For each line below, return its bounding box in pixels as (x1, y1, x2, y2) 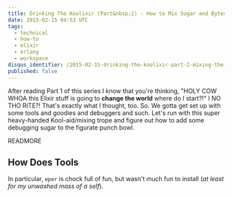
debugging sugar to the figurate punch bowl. (8, 123, 135, 132)
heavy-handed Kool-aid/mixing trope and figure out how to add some (8, 116, 205, 124)
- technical (14, 29, 49, 37)
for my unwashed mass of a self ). (8, 182, 104, 190)
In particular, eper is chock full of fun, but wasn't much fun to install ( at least (8, 175, 224, 183)
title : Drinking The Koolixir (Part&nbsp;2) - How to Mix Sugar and (8, 10, 209, 17)
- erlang (14, 49, 39, 56)
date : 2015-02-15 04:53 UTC (8, 17, 89, 23)
